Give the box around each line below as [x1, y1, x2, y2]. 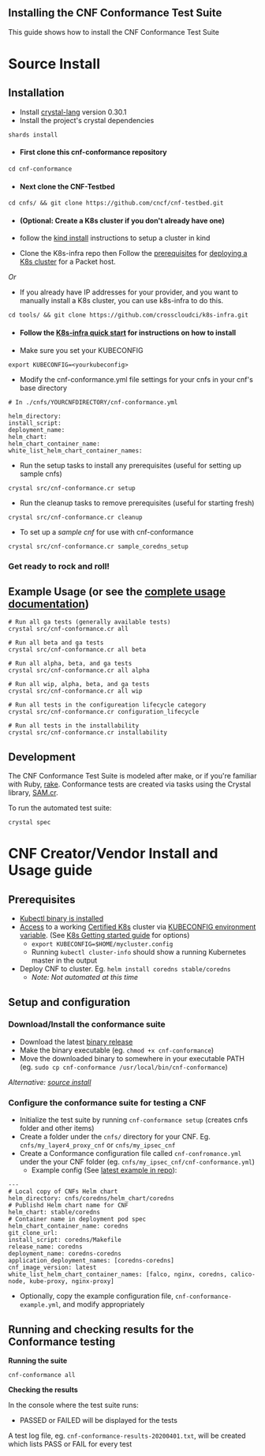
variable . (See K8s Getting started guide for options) [19, 931, 190, 940]
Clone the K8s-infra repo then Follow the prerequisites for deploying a [19, 249, 248, 258]
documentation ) [8, 597, 89, 610]
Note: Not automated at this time [31, 973, 139, 982]
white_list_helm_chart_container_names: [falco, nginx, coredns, [8, 1270, 227, 1278]
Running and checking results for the [8, 1323, 195, 1336]
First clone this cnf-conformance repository [19, 148, 167, 157]
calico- [230, 1270, 256, 1278]
